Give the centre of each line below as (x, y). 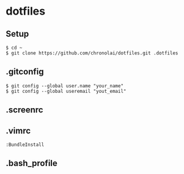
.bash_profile (31, 163)
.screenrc (24, 110)
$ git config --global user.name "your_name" (64, 86)
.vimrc (18, 130)
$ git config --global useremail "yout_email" (66, 91)
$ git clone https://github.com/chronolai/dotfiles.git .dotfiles (92, 53)
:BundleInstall (25, 145)
